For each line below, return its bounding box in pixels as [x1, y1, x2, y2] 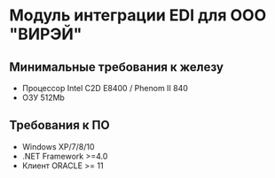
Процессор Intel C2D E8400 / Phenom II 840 [21, 83, 189, 93]
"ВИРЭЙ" [9, 24, 82, 44]
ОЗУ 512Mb [21, 92, 65, 103]
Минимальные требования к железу [9, 59, 224, 74]
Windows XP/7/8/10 [21, 141, 95, 151]
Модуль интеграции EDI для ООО [9, 5, 267, 26]
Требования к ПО [9, 118, 110, 133]
